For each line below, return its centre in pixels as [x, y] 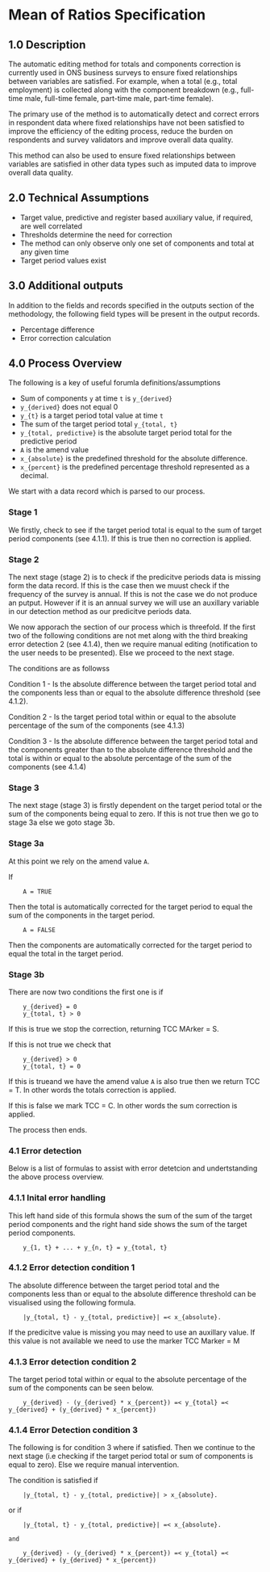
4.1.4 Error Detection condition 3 [73, 1430]
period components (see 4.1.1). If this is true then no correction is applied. [130, 538]
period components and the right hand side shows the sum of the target [128, 1224]
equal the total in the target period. [66, 953]
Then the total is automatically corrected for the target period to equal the [131, 906]
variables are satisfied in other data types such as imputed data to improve [133, 164]
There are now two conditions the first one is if [86, 992]
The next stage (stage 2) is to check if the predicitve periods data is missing [135, 577]
